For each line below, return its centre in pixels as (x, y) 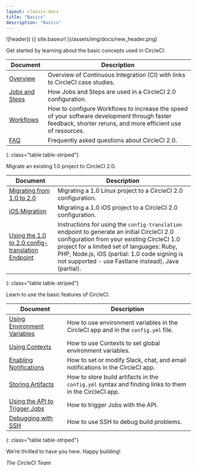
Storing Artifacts (32, 385)
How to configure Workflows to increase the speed (118, 109)
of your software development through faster (110, 116)
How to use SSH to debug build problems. (125, 422)
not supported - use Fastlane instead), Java (118, 261)
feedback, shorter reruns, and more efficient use (115, 123)
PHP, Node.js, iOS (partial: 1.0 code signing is (120, 254)
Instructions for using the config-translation (120, 225)
